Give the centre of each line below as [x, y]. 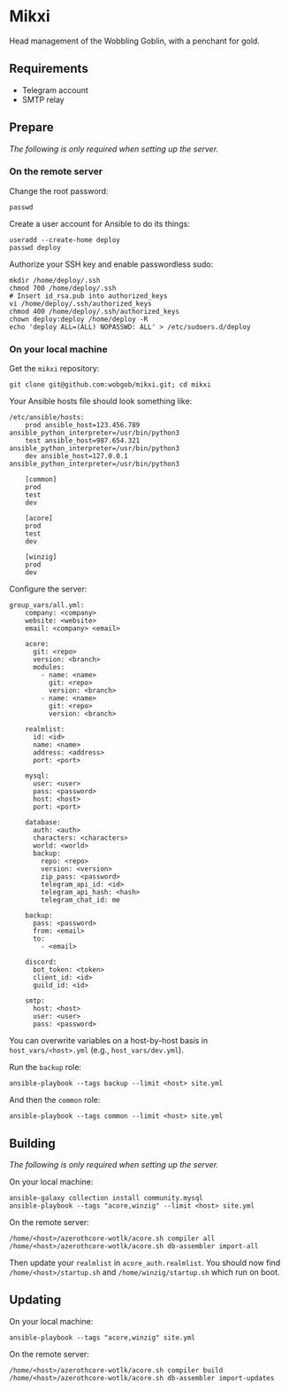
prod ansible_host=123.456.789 [83, 426]
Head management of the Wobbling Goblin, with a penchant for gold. [135, 41]
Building [32, 1143]
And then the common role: [55, 1100]
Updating [35, 1300]
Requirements [49, 69]
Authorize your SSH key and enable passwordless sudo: [111, 264]
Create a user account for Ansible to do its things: [99, 223]
